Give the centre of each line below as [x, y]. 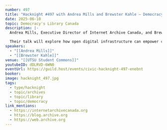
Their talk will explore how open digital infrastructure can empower [84, 42]
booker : [13, 74]
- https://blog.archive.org [39, 115]
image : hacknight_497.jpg [32, 79]
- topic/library [26, 97]
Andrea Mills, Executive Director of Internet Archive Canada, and [81, 33]
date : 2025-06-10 [23, 19]
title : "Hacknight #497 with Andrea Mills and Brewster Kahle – [73, 14]
